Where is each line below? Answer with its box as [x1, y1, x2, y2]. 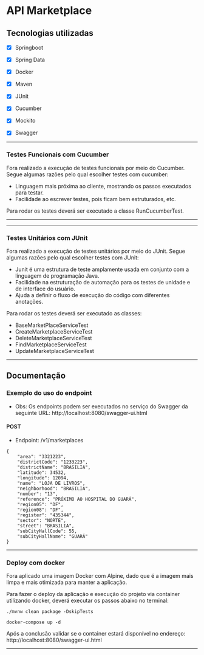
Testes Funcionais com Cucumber [6, 150, 109, 159]
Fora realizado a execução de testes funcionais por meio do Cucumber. [6, 164, 185, 171]
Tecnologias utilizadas [6, 28, 93, 38]
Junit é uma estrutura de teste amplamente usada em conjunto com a [15, 266, 189, 273]
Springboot [15, 44, 44, 51]
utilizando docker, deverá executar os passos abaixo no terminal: [6, 597, 169, 605]
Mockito [15, 117, 36, 125]
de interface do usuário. [15, 285, 76, 292]
